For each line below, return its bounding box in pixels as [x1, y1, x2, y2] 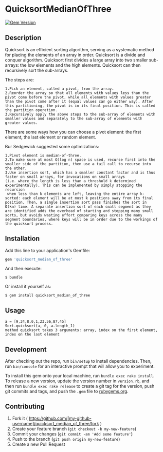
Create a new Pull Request [12, 441, 66, 447]
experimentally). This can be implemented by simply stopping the [5, 183, 143, 188]
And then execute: [5, 266, 42, 272]
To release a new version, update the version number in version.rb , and [5, 378, 150, 384]
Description [5, 34, 41, 42]
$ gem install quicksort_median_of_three [5, 293, 91, 298]
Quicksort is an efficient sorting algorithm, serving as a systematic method [5, 46, 155, 52]
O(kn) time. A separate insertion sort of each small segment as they [5, 204, 151, 209]
